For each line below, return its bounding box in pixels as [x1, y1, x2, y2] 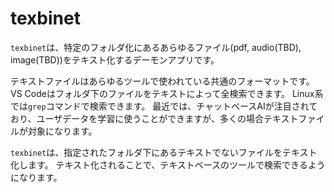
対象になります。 [27, 125, 98, 137]
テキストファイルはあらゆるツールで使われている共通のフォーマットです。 [10, 75, 315, 87]
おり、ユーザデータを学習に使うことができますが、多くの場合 [10, 112, 264, 124]
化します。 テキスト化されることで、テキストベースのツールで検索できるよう [10, 158, 326, 171]
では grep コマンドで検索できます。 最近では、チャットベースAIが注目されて [10, 100, 318, 112]
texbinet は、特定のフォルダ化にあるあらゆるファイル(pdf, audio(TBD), [10, 41, 302, 53]
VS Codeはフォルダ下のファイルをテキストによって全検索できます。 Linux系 [10, 87, 324, 99]
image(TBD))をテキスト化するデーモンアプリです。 [10, 53, 220, 66]
